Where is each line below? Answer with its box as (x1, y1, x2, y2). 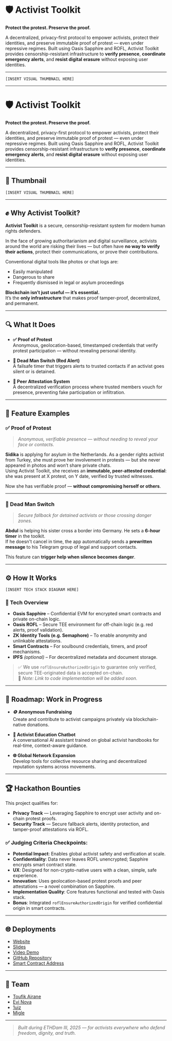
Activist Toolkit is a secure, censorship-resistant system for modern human (5, 222, 165, 228)
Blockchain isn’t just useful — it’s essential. (5, 289, 100, 295)
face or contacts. (17, 442, 55, 447)
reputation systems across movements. (12, 764, 96, 770)
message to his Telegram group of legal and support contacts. (5, 544, 137, 550)
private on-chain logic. (12, 616, 61, 622)
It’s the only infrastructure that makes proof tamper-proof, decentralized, (5, 295, 161, 301)
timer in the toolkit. (5, 533, 46, 539)
